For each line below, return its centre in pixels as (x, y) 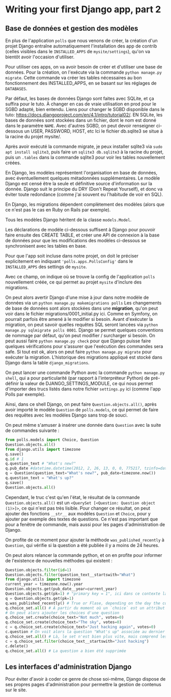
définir (12, 383)
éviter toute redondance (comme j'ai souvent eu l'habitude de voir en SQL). (84, 194)
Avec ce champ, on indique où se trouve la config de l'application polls (80, 277)
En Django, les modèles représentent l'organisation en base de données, (81, 173)
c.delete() (17, 646)
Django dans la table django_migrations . (48, 363)
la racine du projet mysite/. (33, 136)
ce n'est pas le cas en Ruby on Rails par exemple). (58, 210)
